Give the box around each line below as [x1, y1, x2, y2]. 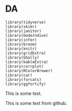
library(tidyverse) [5, 20, 46, 25]
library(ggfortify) [5, 81, 46, 86]
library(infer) [5, 37, 37, 42]
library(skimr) [5, 24, 37, 29]
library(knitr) [5, 46, 37, 51]
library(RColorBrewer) [5, 68, 53, 73]
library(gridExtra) [5, 50, 46, 55]
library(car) [5, 73, 33, 78]
